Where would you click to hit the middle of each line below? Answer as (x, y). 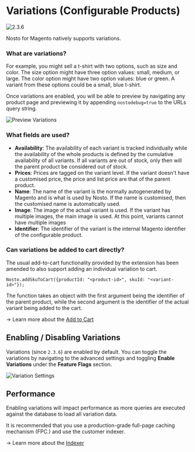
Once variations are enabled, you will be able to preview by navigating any (96, 96)
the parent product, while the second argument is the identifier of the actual (97, 302)
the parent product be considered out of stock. (71, 166)
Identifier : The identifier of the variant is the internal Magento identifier (100, 229)
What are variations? (36, 53)
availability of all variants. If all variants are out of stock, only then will (98, 160)
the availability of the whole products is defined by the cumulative (94, 154)
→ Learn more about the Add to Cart (50, 319)
